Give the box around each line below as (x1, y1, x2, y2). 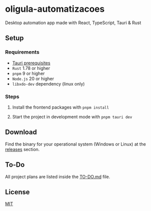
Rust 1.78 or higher (12, 65, 50, 71)
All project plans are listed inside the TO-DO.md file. (5, 174, 111, 180)
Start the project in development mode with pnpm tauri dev (12, 114, 132, 120)
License (5, 188, 30, 196)
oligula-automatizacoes (5, 3, 105, 15)
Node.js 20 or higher (12, 75, 54, 82)
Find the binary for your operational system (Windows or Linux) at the (5, 141, 146, 147)
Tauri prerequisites (12, 60, 51, 66)
